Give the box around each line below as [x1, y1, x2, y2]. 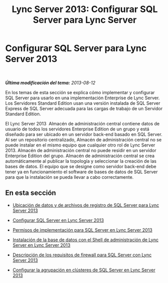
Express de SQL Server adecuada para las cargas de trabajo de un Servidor [5, 105, 163, 111]
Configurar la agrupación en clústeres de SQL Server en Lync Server [12, 267, 155, 273]
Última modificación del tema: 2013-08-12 [5, 80, 96, 86]
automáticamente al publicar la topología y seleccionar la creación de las [5, 158, 157, 164]
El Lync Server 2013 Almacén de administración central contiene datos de [5, 120, 160, 126]
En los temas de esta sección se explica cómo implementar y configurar [5, 89, 155, 95]
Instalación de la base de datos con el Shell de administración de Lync [12, 237, 159, 243]
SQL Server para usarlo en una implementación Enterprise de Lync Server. [5, 95, 160, 101]
